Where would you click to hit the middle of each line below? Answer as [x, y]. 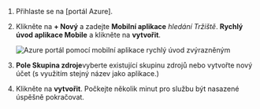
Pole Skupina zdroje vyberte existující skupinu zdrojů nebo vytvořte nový [134, 65]
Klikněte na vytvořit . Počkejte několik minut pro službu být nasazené [127, 89]
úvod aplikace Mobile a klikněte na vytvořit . [88, 35]
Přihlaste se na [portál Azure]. [64, 11]
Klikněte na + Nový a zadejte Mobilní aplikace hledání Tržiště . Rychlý [129, 26]
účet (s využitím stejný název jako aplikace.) [87, 73]
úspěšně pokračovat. [50, 97]
